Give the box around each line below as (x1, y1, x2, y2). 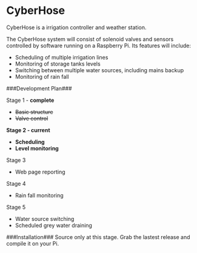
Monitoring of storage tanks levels (15, 60, 101, 67)
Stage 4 (6, 180, 26, 187)
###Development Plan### (6, 84, 72, 92)
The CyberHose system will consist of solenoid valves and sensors (6, 35, 174, 42)
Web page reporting (15, 168, 65, 175)
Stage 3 (6, 156, 26, 164)
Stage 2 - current (6, 126, 50, 133)
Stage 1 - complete (6, 96, 55, 104)
